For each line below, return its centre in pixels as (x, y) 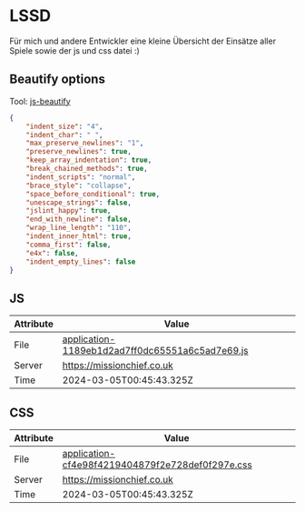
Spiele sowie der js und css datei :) (75, 50)
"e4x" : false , (52, 253)
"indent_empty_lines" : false (81, 261)
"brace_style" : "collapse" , (79, 186)
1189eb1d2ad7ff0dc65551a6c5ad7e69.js (155, 351)
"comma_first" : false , (69, 245)
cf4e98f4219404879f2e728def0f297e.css (157, 465)
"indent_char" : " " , (64, 135)
